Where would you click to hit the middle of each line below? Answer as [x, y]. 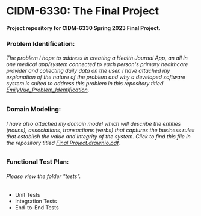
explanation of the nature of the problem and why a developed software [96, 77]
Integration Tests [36, 201]
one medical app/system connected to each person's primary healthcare [97, 64]
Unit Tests [27, 195]
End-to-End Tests [37, 208]
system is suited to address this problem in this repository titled [85, 84]
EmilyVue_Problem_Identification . [48, 90]
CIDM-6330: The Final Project [83, 11]
